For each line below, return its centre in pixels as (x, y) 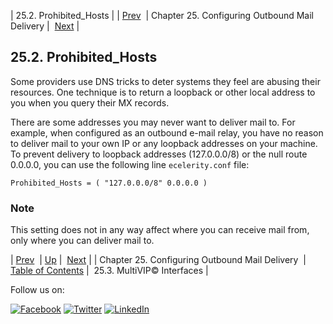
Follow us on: (37, 290)
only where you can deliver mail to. (82, 241)
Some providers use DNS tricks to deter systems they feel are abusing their (165, 81)
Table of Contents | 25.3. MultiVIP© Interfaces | (109, 271)
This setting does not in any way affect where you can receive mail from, (160, 230)
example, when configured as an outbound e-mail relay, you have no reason (167, 132)
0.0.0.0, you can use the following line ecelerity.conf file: (130, 164)
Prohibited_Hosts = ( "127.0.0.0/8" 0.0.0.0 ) (109, 183)
